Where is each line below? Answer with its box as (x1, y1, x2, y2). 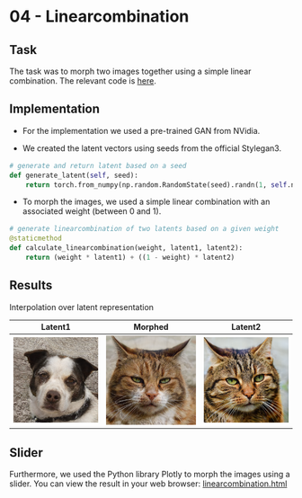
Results (9, 278, 53, 293)
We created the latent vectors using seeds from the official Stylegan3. (22, 142, 281, 154)
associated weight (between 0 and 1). (22, 206, 162, 217)
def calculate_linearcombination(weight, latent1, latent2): (9, 244, 244, 253)
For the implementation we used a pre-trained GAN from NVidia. (22, 125, 261, 136)
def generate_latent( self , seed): (9, 171, 139, 180)
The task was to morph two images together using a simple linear (9, 66, 252, 76)
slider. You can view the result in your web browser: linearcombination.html (9, 478, 288, 489)
